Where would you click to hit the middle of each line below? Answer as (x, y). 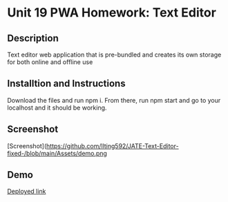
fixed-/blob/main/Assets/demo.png (57, 153)
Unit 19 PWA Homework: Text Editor (112, 13)
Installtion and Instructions (66, 84)
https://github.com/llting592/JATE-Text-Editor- (112, 145)
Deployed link (27, 192)
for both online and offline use (50, 62)
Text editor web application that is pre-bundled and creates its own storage (114, 54)
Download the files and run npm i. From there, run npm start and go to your (114, 100)
